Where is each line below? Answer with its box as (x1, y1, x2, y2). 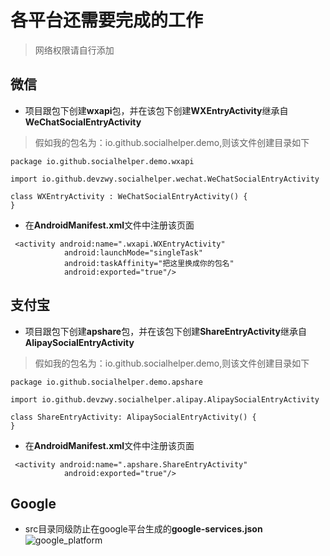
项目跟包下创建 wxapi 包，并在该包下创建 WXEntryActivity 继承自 (24, 104, 289, 116)
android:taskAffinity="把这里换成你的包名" (63, 258, 235, 268)
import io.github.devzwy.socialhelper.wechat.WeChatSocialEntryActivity (10, 174, 320, 184)
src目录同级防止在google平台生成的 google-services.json (24, 523, 263, 535)
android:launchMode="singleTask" (63, 247, 203, 258)
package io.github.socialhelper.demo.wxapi (10, 156, 195, 166)
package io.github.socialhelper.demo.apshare (10, 377, 203, 387)
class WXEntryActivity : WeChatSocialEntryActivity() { (10, 191, 248, 201)
